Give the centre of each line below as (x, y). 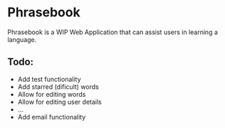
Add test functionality (49, 79)
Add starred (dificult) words (58, 87)
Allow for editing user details (59, 102)
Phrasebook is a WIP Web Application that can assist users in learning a (113, 32)
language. (22, 39)
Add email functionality (52, 117)
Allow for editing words (52, 94)
